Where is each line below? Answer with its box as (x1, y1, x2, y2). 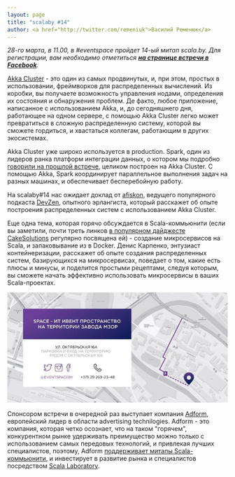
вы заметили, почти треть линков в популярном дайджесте (7, 227, 186, 235)
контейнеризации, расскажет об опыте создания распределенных (7, 249, 207, 257)
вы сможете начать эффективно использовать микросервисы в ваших (7, 271, 219, 280)
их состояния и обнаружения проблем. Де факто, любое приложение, (7, 97, 218, 105)
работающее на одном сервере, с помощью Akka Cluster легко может (7, 112, 219, 120)
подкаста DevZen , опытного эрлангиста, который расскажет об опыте (7, 198, 218, 206)
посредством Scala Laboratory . (7, 462, 100, 470)
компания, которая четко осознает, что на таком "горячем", (7, 424, 187, 433)
